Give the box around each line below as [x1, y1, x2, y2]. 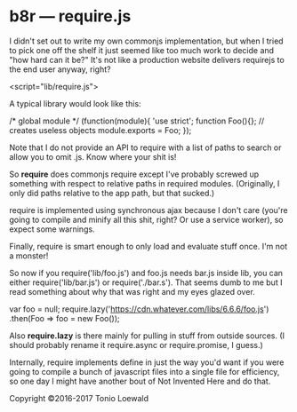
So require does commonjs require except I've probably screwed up [9, 169, 260, 179]
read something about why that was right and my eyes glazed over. [9, 286, 255, 297]
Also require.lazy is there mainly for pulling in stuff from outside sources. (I [9, 330, 285, 341]
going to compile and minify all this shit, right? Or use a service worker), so [9, 214, 284, 225]
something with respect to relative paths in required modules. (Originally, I [9, 178, 280, 188]
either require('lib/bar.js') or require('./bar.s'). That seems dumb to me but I [9, 277, 283, 288]
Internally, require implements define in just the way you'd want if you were [9, 357, 285, 368]
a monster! [9, 250, 49, 261]
